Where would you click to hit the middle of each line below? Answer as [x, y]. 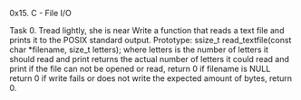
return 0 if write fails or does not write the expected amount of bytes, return [151, 78]
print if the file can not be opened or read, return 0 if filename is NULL [140, 68]
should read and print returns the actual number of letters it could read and [150, 59]
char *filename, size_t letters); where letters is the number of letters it [139, 50]
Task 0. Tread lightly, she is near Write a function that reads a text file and [147, 30]
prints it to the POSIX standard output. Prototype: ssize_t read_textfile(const [150, 40]
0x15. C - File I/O [41, 13]
